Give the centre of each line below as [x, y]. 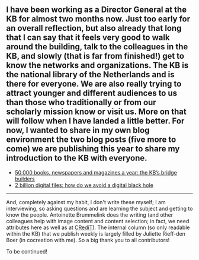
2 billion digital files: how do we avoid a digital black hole [84, 185]
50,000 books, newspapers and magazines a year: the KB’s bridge [96, 172]
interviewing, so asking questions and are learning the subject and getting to [99, 208]
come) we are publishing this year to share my [93, 149]
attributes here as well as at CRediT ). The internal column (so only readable [98, 227]
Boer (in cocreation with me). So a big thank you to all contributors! [88, 240]
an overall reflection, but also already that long [94, 28]
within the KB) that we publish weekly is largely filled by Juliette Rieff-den [96, 233]
